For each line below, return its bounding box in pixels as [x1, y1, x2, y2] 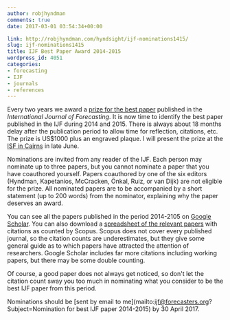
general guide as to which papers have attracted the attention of [7, 242, 189, 250]
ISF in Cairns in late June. [7, 142, 80, 150]
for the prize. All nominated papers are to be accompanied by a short [7, 184, 203, 193]
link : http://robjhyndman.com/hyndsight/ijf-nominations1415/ [7, 35, 189, 42]
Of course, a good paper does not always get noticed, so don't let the [7, 270, 205, 278]
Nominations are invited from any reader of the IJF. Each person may [7, 156, 203, 164]
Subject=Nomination [7, 305, 65, 313]
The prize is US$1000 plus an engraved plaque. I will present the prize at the [7, 135, 224, 143]
